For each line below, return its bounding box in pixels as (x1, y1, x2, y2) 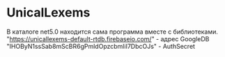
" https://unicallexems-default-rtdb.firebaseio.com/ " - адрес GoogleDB (6, 34, 210, 43)
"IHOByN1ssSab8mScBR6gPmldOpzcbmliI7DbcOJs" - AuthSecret (6, 42, 196, 50)
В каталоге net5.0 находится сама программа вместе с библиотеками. (6, 27, 219, 36)
